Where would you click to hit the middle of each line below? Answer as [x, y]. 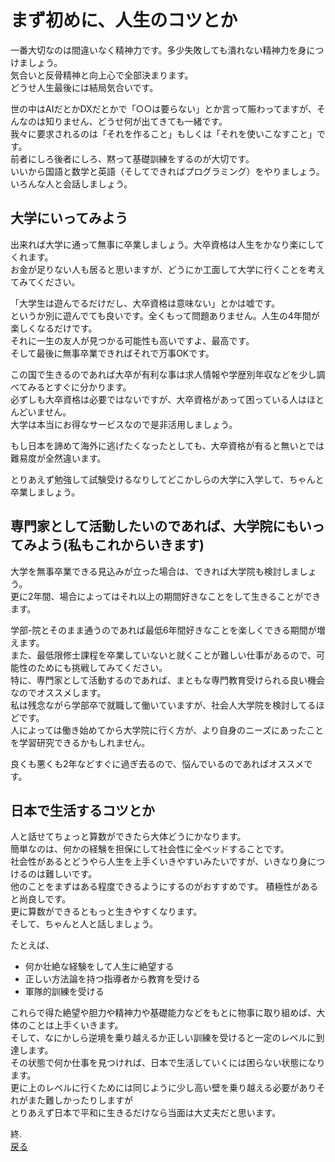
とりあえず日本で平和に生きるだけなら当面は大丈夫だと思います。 [146, 1113]
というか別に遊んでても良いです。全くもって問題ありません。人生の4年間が [165, 315]
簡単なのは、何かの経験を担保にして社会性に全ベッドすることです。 [150, 849]
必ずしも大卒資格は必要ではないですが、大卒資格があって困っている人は [158, 399]
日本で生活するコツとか [82, 810]
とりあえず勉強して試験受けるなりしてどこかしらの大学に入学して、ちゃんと [167, 479]
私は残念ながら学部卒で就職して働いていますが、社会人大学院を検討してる [163, 705]
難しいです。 [71, 874]
